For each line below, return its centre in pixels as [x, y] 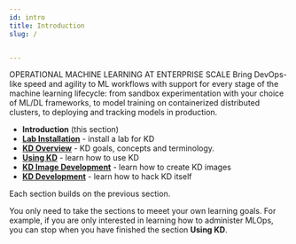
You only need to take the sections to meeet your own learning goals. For [143, 211]
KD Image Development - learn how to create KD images [127, 167]
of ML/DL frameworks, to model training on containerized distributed [135, 103]
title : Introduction [47, 26]
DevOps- [270, 75]
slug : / [23, 34]
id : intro [27, 17]
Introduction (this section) [70, 130]
